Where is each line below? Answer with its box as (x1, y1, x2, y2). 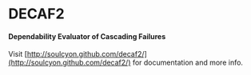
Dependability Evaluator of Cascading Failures (8, 31, 166, 41)
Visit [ (8, 49, 28, 59)
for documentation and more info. (132, 57, 244, 68)
